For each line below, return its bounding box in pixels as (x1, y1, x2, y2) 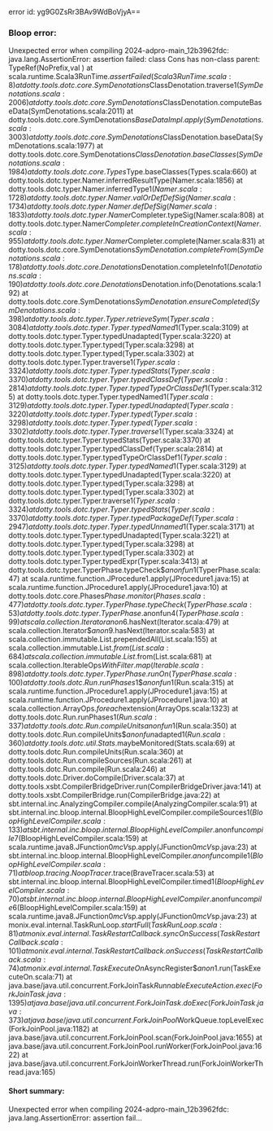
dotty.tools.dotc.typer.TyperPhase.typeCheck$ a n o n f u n (8, 565, 193, 575)
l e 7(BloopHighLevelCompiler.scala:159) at (8, 834, 148, 843)
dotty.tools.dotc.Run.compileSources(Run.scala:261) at (8, 755, 193, 765)
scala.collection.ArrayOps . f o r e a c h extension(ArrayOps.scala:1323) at (8, 704, 239, 714)
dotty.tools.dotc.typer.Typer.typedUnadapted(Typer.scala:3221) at (8, 530, 230, 540)
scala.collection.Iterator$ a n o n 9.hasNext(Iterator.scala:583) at (8, 626, 215, 636)
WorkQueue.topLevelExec (176, 1015, 264, 1025)
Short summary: (8, 1085, 65, 1095)
